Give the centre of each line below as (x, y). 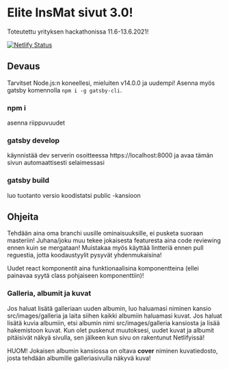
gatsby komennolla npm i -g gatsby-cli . (65, 90)
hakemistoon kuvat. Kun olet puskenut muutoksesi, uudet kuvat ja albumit (111, 330)
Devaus (24, 66)
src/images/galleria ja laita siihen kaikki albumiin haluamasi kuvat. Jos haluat (114, 316)
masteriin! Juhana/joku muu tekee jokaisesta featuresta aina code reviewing (114, 240)
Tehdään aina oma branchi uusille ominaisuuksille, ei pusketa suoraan (105, 233)
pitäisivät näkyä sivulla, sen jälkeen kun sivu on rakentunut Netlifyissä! (106, 338)
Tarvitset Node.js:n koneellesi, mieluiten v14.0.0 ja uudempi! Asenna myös (111, 83)
